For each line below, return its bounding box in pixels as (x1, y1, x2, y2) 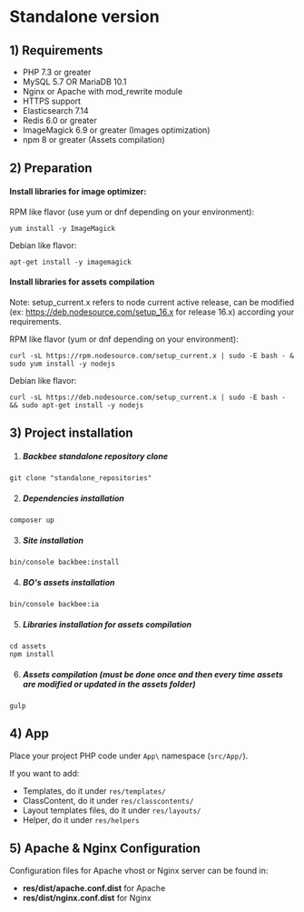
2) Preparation (9, 161, 93, 176)
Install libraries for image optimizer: (9, 185, 147, 196)
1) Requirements (9, 43, 103, 58)
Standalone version (9, 6, 161, 27)
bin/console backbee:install (9, 557, 120, 567)
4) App (9, 726, 50, 742)
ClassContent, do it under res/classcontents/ (22, 795, 194, 806)
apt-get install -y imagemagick (9, 257, 132, 266)
